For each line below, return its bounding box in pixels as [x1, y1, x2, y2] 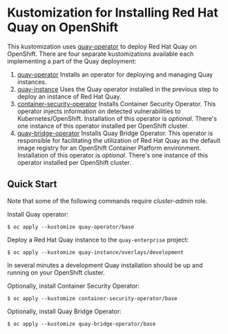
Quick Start [7, 178, 57, 190]
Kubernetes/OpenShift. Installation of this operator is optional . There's [17, 114, 218, 122]
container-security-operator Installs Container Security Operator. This [17, 99, 216, 108]
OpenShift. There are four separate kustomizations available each [7, 50, 194, 58]
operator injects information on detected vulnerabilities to [17, 107, 181, 115]
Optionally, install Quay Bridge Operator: [7, 307, 122, 315]
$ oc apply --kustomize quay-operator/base [7, 223, 135, 230]
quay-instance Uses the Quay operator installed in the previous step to [17, 85, 219, 93]
